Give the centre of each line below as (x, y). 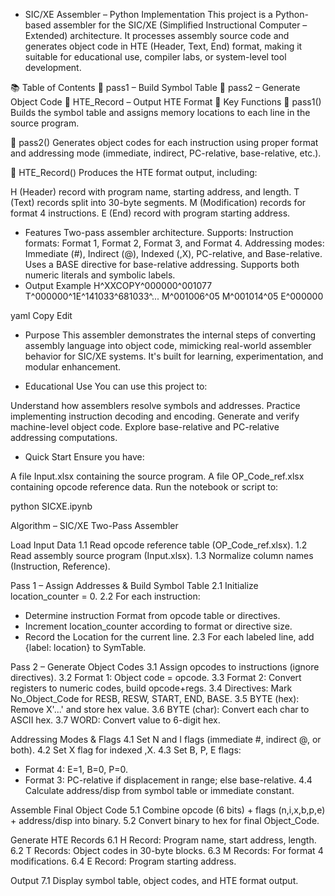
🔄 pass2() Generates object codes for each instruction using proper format (164, 142)
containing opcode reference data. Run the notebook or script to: (144, 487)
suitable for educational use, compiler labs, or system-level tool (155, 57)
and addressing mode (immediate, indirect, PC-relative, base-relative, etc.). (166, 153)
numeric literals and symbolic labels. (100, 275)
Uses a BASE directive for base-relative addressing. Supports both (162, 264)
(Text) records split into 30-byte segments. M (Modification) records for (158, 202)
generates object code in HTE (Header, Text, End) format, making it (163, 46)
